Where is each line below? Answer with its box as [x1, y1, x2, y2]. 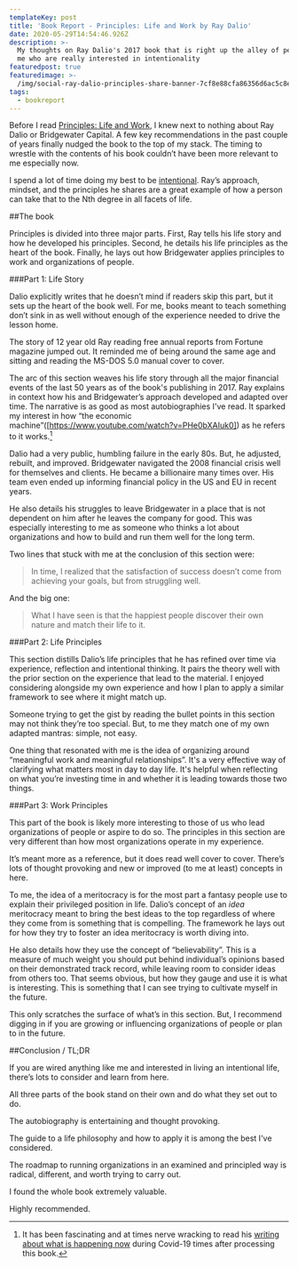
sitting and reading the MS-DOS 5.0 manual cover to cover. [9, 356, 224, 366]
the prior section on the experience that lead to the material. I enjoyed [9, 673, 264, 684]
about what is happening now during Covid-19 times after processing [21, 1239, 275, 1249]
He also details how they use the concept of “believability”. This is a [9, 944, 257, 956]
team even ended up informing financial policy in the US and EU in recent [9, 477, 277, 487]
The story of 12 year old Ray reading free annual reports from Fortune [9, 337, 263, 348]
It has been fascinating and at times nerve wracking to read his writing [21, 1229, 279, 1240]
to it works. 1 [9, 429, 53, 442]
